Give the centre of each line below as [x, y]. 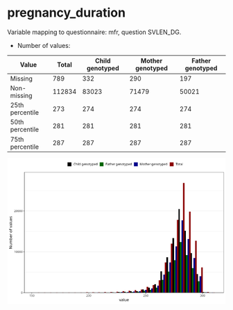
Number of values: [44, 45]
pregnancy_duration [67, 13]
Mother [152, 61]
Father [201, 61]
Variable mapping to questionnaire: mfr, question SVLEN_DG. [94, 32]
